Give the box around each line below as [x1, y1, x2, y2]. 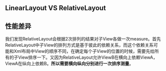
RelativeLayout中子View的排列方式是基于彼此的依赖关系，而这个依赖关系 [5, 42, 154, 48]
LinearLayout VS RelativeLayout [5, 4, 107, 12]
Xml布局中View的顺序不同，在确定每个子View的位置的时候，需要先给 [13, 48, 155, 54]
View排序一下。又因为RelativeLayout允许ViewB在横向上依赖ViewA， [18, 54, 158, 61]
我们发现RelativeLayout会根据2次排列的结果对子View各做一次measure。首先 [5, 36, 161, 42]
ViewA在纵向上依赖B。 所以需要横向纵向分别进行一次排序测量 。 [5, 61, 134, 67]
